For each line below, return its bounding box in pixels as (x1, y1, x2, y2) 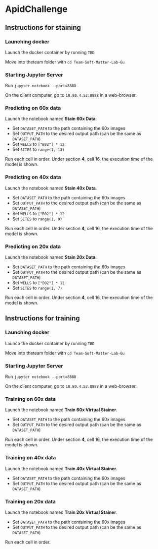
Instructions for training (5, 314, 80, 323)
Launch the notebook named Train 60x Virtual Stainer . (5, 407, 118, 413)
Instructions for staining (5, 23, 81, 32)
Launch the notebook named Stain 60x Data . (5, 116, 97, 122)
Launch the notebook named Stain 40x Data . (5, 185, 97, 191)
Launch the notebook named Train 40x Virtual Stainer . (5, 465, 118, 472)
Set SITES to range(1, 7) (12, 285, 63, 291)
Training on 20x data (5, 498, 56, 505)
